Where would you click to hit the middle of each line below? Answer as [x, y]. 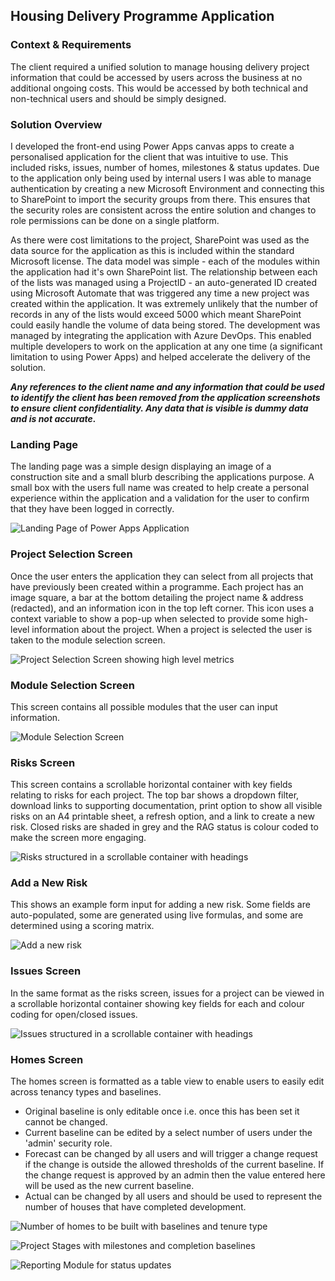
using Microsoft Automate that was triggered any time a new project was [160, 293]
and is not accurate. [53, 418]
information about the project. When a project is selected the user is [172, 629]
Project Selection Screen [71, 554]
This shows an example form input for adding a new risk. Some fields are [160, 905]
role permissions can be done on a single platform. [115, 220]
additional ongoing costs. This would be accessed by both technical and [159, 88]
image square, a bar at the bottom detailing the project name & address [157, 597]
